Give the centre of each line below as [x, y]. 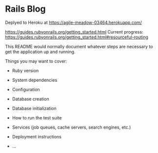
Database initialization [34, 108]
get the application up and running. [40, 52]
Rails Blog [25, 9]
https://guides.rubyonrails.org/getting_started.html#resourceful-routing [77, 37]
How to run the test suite [37, 117]
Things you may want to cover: [36, 61]
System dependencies [35, 80]
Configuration [26, 89]
